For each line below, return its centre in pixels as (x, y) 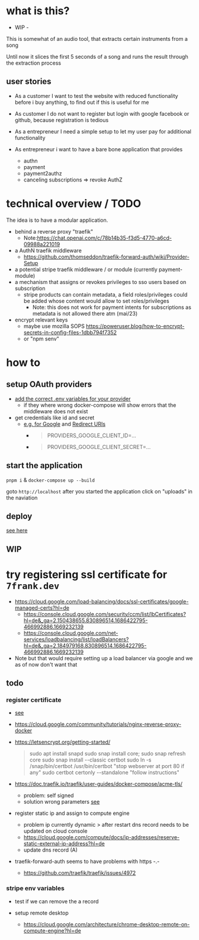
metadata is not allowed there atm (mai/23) (85, 313)
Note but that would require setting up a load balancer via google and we (104, 658)
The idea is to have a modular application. (57, 220)
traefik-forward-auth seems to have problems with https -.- (87, 862)
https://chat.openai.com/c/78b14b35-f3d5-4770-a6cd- (104, 238)
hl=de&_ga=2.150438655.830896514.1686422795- (86, 620)
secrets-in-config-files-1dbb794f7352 (70, 332)
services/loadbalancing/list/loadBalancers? (76, 639)
